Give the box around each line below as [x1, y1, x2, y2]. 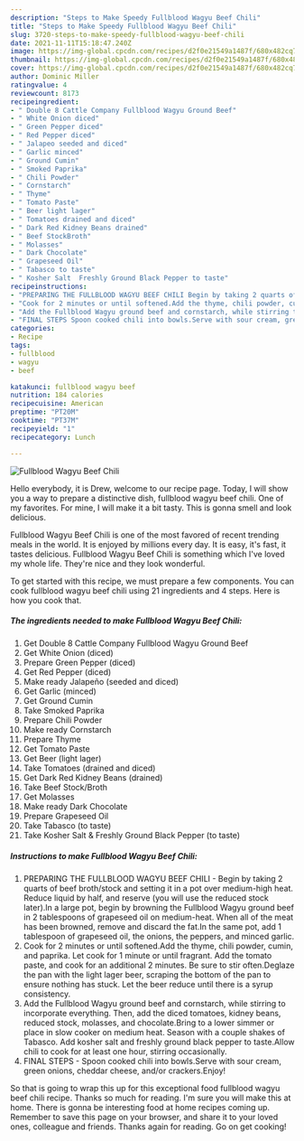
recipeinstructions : [10, 282, 88, 291]
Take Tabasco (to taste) [23, 820, 112, 831]
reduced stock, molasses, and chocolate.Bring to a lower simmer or [23, 1017, 274, 1028]
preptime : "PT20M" [10, 407, 79, 416]
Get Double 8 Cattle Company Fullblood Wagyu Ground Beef [23, 638, 249, 649]
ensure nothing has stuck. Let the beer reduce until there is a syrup [23, 979, 273, 990]
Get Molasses [23, 791, 75, 802]
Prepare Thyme [23, 734, 82, 745]
